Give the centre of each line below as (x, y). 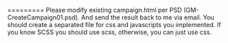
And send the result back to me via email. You (148, 17)
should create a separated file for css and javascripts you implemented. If (114, 25)
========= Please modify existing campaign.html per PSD (95, 10)
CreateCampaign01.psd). (43, 17)
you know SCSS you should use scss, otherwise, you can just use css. (109, 32)
